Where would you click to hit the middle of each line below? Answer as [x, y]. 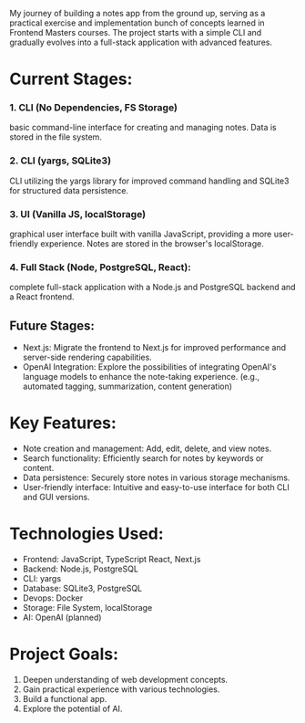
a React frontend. [42, 297]
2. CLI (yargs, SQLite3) [61, 161]
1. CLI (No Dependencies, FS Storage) [93, 108]
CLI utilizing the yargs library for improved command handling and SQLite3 [149, 181]
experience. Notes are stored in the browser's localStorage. [152, 244]
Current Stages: [71, 79]
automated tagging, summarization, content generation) [127, 386]
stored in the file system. [56, 137]
